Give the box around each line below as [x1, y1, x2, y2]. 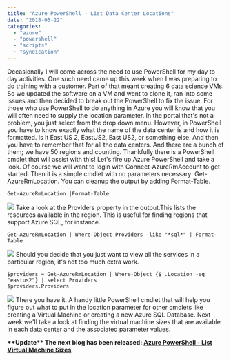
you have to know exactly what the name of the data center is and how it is [7, 125, 220, 134]
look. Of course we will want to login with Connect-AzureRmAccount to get [7, 162, 221, 171]
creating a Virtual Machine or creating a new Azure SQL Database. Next [7, 310, 211, 319]
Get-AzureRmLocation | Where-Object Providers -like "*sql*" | [7, 231, 193, 238]
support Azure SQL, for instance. [7, 218, 101, 226]
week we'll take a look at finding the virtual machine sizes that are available [7, 317, 221, 326]
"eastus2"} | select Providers [7, 277, 97, 284]
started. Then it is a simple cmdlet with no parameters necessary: [7, 169, 193, 178]
